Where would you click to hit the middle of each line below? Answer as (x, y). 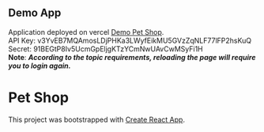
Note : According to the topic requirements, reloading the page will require (132, 57)
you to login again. (40, 66)
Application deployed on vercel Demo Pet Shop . (86, 32)
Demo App (35, 13)
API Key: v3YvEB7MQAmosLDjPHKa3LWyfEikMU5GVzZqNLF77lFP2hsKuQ (130, 40)
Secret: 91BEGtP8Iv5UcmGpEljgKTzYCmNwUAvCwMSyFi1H (106, 49)
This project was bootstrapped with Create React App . (97, 119)
